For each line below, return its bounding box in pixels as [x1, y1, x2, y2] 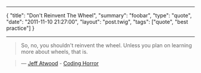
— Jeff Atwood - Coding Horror [20, 60, 99, 66]
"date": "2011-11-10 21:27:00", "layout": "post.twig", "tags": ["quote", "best [6, 19, 188, 25]
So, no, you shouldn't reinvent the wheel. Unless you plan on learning [20, 42, 193, 48]
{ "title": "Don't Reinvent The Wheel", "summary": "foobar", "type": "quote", [6, 12, 192, 19]
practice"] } [6, 25, 35, 32]
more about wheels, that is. [20, 48, 89, 55]
